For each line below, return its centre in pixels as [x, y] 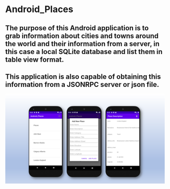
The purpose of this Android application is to [77, 28]
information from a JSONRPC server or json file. [82, 84]
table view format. [35, 59]
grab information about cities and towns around [82, 36]
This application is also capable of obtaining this [83, 77]
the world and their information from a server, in [82, 44]
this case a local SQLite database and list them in [84, 52]
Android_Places [39, 9]
